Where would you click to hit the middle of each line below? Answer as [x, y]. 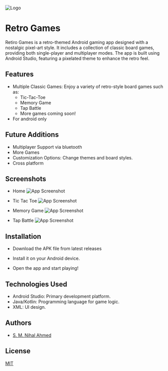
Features [19, 74]
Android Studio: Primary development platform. [62, 296]
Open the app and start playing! [45, 268]
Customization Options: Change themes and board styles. [73, 157]
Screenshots [26, 179]
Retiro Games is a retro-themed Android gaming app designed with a [77, 42]
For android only [30, 118]
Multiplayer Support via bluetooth [47, 147]
